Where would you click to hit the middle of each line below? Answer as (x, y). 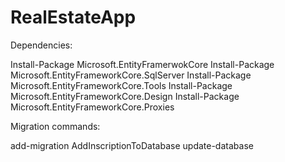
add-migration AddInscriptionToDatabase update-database (132, 145)
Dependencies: (41, 45)
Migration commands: (55, 126)
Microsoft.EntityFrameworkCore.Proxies (92, 107)
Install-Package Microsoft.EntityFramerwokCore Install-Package (142, 64)
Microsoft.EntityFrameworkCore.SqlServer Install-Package (131, 75)
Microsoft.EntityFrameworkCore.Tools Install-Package (121, 85)
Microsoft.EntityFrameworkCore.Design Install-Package (125, 96)
